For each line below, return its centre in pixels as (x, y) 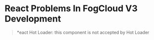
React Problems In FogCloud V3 (71, 9)
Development (33, 19)
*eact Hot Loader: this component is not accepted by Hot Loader (83, 32)
